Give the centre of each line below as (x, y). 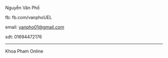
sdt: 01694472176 (24, 37)
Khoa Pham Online (24, 51)
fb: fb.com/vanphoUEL (29, 17)
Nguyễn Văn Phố (22, 8)
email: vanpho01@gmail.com (35, 27)
